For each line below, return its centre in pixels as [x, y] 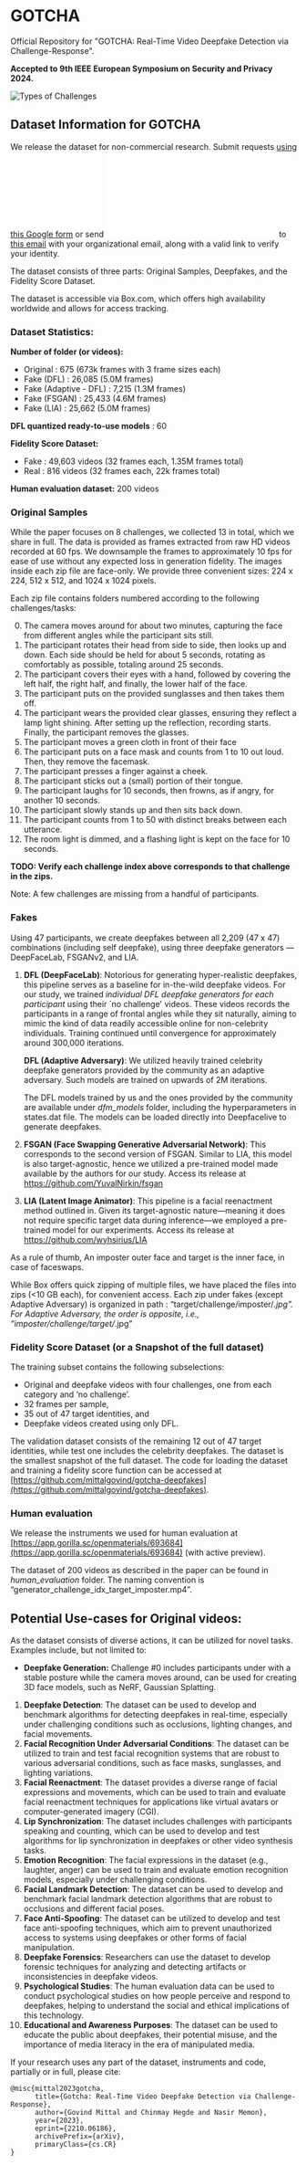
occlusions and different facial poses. [94, 1908]
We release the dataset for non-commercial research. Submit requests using [154, 146]
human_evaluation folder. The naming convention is [107, 1580]
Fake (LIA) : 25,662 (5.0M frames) [87, 408]
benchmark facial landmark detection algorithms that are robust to [148, 1899]
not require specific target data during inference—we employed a [146, 1220]
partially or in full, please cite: [66, 2072]
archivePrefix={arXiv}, [80, 2137]
